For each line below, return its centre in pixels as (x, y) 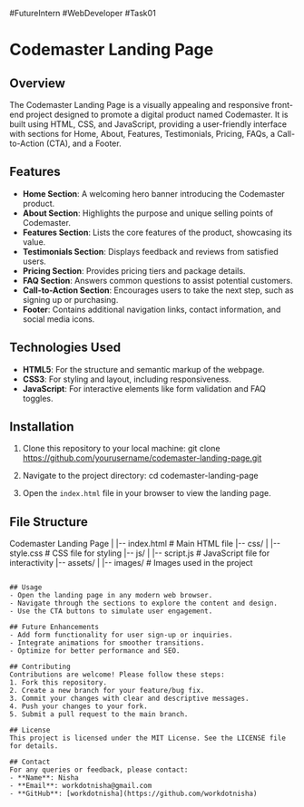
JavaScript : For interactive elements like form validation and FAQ (144, 388)
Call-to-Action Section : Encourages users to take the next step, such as (158, 290)
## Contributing (40, 667)
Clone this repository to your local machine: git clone (121, 449)
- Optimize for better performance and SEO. (95, 651)
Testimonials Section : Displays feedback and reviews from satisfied (150, 251)
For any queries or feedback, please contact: (99, 770)
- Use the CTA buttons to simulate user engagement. (111, 611)
